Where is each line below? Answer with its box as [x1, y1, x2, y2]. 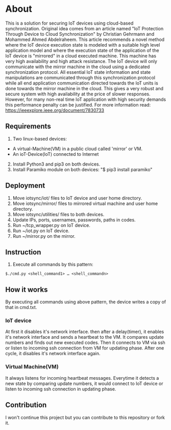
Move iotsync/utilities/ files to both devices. [12, 211, 105, 217]
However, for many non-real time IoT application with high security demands [5, 96, 166, 103]
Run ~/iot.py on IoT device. [12, 228, 70, 234]
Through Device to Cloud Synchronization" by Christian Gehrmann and [5, 31, 155, 37]
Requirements [5, 122, 51, 131]
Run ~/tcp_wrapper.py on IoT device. [12, 222, 90, 228]
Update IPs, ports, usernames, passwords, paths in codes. [12, 216, 136, 223]
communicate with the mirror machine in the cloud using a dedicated [5, 64, 150, 70]
